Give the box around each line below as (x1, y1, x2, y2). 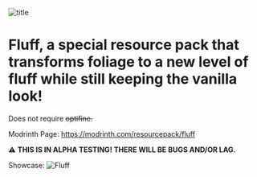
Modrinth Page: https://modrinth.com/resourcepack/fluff (8, 129, 195, 138)
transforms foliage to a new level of (8, 53, 249, 72)
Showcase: (8, 160, 46, 170)
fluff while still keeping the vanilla (8, 70, 238, 88)
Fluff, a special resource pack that (8, 36, 239, 54)
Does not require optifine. (8, 113, 93, 123)
